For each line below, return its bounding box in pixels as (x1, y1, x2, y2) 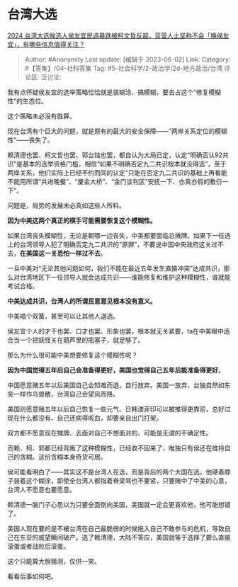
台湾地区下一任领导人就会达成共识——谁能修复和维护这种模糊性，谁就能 (19, 273, 231, 281)
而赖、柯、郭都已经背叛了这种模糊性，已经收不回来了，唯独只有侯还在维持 (7, 443, 225, 452)
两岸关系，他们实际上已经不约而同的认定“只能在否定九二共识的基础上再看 (7, 168, 222, 177)
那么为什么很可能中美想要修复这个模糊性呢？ (7, 351, 138, 359)
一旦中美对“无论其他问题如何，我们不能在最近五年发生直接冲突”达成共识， (7, 263, 225, 273)
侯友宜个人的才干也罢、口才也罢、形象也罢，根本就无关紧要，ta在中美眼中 (7, 326, 225, 335)
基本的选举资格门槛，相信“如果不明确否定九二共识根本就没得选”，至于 (22, 159, 227, 168)
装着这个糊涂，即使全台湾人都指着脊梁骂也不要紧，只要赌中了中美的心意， (13, 476, 231, 485)
